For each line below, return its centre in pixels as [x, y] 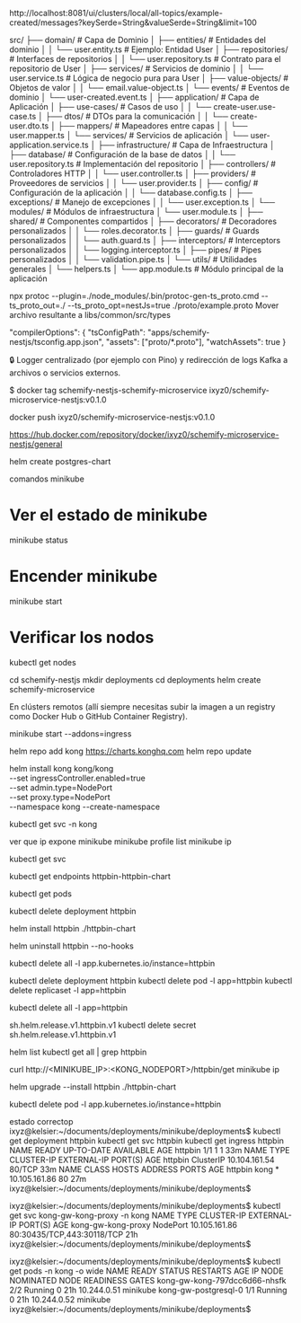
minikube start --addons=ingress [71, 733]
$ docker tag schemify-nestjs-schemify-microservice [108, 390]
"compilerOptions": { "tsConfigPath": [78, 332]
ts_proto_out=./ [37, 305]
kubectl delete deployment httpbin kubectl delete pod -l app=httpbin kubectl [151, 980]
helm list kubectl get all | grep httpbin [78, 1052]
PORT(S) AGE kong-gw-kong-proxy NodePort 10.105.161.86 [128, 1224]
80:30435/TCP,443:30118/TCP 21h [74, 1234]
